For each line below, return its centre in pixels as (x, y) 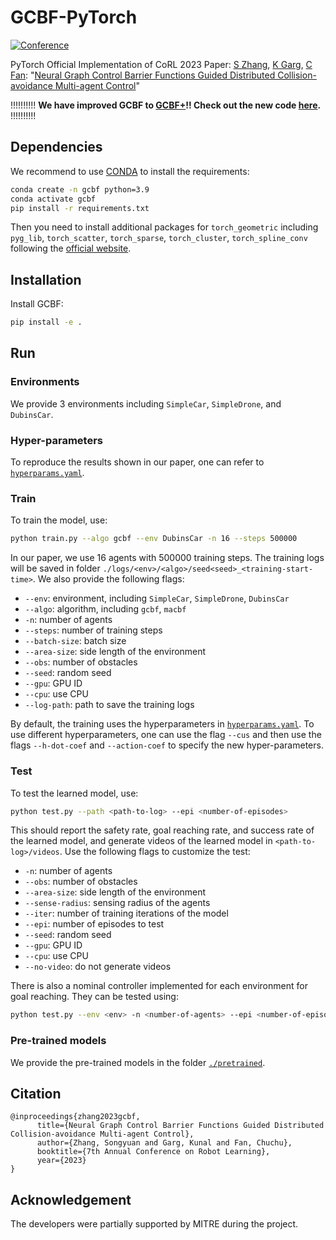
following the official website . (71, 248)
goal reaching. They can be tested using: (94, 997)
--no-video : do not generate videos (98, 967)
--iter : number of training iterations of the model (126, 913)
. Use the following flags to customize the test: (155, 852)
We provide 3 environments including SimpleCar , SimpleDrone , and (146, 403)
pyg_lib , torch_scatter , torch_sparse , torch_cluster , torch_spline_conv (159, 238)
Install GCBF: (37, 304)
